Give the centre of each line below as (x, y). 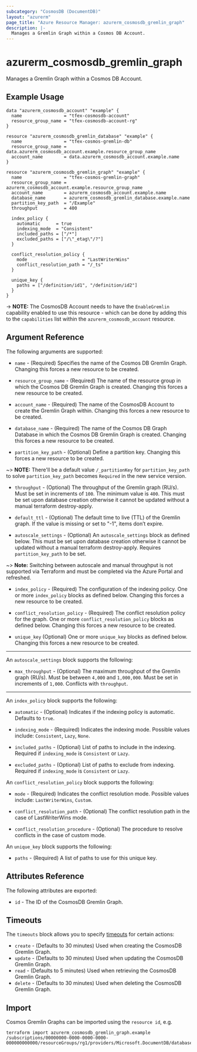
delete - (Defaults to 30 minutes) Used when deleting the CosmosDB (98, 983)
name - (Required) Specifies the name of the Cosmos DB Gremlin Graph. (101, 363)
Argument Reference (45, 337)
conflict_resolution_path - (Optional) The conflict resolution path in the (102, 811)
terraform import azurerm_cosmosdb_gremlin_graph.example (78, 1033)
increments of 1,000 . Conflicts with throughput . (71, 683)
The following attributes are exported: (52, 891)
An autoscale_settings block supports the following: (69, 660)
